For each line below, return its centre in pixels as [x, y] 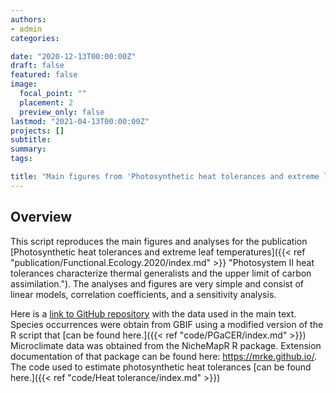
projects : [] [37, 131]
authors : [28, 19]
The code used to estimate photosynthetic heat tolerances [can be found [161, 367]
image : [24, 84]
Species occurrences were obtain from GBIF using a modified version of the [167, 324]
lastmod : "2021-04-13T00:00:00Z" [80, 121]
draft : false [37, 66]
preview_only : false [62, 112]
